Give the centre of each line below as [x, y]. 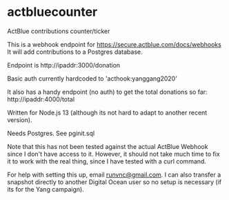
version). [20, 120]
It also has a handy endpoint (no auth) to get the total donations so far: [108, 92]
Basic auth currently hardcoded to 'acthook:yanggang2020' [92, 78]
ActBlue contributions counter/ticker [59, 31]
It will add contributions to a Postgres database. [75, 52]
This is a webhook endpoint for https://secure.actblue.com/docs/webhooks [114, 44]
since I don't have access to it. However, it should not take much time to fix [114, 154]
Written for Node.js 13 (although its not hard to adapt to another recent [107, 112]
